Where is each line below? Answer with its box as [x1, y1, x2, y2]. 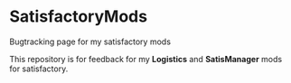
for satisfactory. [9, 63, 69, 74]
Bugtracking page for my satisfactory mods [9, 36, 172, 47]
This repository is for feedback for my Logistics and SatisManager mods [9, 53, 283, 64]
